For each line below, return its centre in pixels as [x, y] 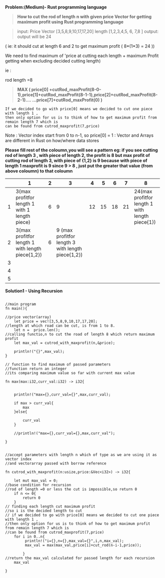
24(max [143, 191]
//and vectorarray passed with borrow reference [56, 463]
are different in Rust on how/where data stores [52, 140]
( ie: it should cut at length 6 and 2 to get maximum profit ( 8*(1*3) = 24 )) [80, 46]
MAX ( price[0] [33, 90]
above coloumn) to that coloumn [39, 171]
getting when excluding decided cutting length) [53, 61]
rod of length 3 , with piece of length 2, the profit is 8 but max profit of [78, 155]
